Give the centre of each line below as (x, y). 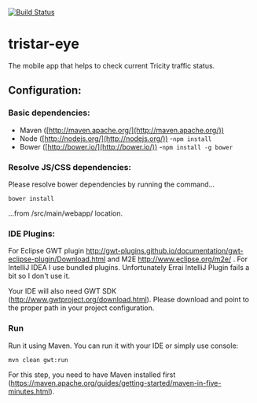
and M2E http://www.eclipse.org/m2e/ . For (178, 259)
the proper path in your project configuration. (81, 308)
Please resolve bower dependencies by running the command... (112, 184)
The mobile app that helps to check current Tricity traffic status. (112, 65)
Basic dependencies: (49, 113)
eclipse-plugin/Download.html (57, 259)
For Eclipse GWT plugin (46, 251)
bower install (31, 198)
